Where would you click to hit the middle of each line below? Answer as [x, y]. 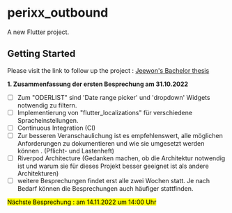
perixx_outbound [58, 13]
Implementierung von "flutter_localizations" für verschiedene [105, 112]
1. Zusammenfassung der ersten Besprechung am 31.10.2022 [98, 84]
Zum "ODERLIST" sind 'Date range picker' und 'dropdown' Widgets [114, 97]
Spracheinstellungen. [48, 120]
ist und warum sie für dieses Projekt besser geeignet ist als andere [113, 166]
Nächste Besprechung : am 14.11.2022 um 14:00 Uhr [82, 202]
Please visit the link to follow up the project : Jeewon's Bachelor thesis [108, 70]
